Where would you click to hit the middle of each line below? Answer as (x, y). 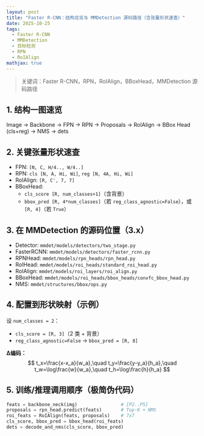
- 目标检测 (24, 46)
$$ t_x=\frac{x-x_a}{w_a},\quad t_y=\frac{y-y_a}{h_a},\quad (102, 363)
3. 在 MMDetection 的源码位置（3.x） (78, 230)
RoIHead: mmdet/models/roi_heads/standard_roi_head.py (86, 264)
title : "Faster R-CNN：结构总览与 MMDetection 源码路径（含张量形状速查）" (96, 18)
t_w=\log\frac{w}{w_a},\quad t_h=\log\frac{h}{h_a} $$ (102, 369)
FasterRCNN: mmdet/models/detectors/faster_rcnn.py (83, 251)
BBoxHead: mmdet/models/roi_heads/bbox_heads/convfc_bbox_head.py (102, 277)
